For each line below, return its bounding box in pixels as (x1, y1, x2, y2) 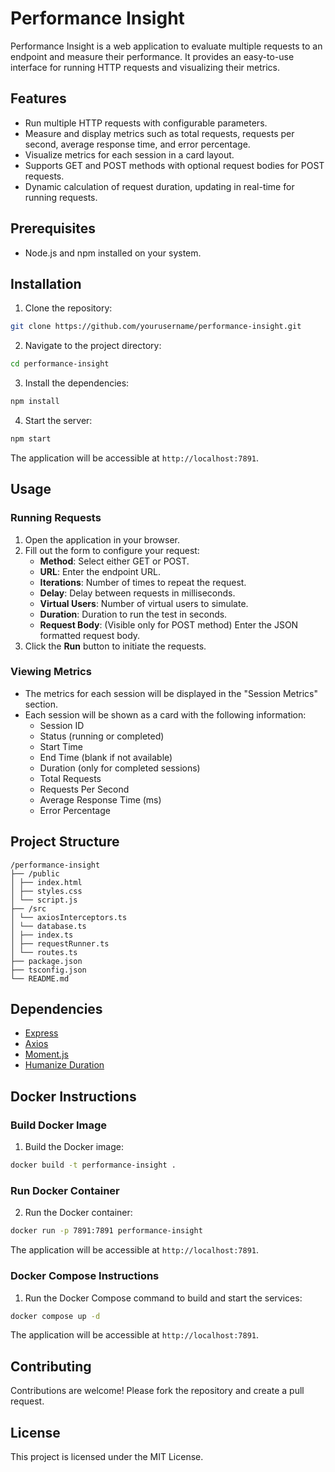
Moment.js (24, 1048, 69, 1061)
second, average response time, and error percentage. (24, 138, 251, 150)
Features (10, 90, 67, 107)
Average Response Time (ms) (39, 793, 162, 806)
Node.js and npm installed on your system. (24, 247, 202, 259)
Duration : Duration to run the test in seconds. (39, 608, 228, 620)
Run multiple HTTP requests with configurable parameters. (24, 117, 268, 129)
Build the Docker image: (24, 1141, 125, 1153)
